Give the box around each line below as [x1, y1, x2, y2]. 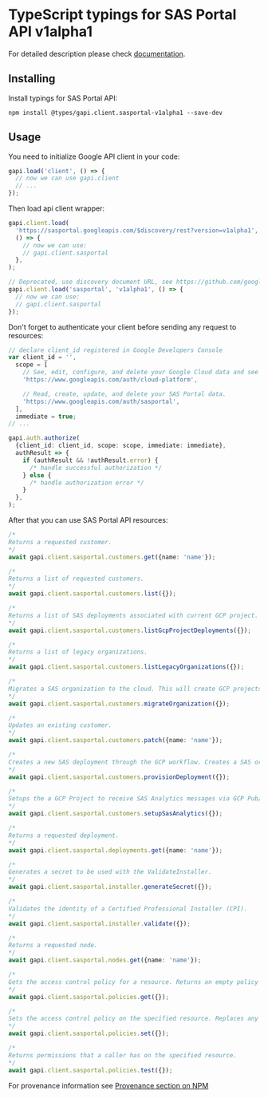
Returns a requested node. [8, 942, 98, 950]
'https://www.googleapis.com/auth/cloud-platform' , [22, 376, 198, 384]
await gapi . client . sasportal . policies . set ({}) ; [8, 1029, 170, 1038]
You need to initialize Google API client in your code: [8, 152, 180, 161]
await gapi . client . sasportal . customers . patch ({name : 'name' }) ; [8, 737, 223, 745]
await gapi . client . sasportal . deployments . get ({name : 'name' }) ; [8, 846, 223, 855]
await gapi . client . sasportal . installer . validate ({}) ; [8, 919, 191, 927]
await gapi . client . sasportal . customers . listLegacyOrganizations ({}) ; [8, 663, 245, 671]
